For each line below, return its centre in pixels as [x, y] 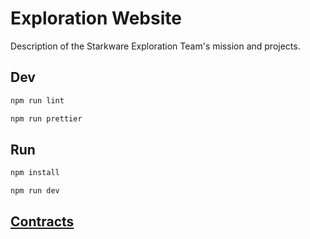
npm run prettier [46, 118]
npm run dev [35, 191]
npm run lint [37, 100]
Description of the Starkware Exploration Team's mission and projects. [155, 46]
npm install [35, 173]
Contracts [42, 222]
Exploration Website [96, 18]
